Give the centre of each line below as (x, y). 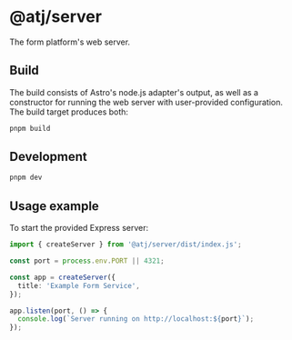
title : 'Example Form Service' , (79, 285)
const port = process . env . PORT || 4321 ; (87, 261)
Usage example (55, 206)
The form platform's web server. (70, 42)
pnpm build (30, 128)
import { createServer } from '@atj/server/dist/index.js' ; (126, 245)
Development (49, 157)
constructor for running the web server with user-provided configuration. (146, 102)
